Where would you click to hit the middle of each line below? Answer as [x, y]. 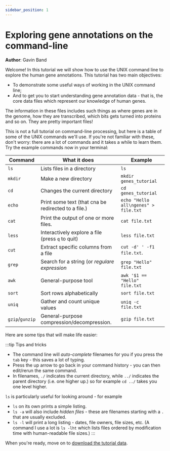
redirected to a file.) [64, 208]
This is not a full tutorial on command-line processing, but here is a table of [83, 131]
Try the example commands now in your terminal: [57, 147]
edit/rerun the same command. [45, 371]
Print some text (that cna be [73, 202]
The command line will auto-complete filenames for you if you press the [88, 354]
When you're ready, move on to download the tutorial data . [67, 443]
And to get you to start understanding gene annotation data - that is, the [88, 95]
